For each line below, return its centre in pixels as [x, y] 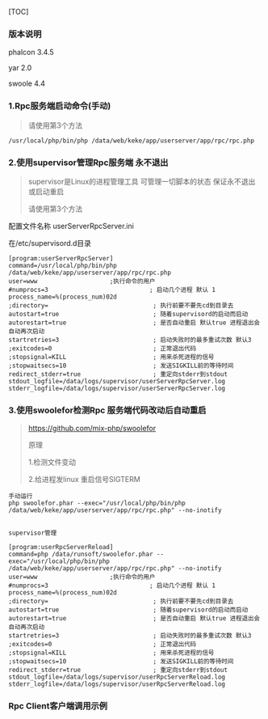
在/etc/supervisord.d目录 [50, 243]
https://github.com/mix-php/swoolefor [92, 429]
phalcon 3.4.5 [31, 53]
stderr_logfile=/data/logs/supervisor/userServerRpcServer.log [117, 388]
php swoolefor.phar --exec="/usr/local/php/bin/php [97, 503]
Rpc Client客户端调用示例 [58, 706]
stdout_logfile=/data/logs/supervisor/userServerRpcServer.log [117, 381]
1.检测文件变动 [52, 462]
